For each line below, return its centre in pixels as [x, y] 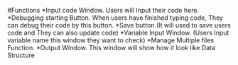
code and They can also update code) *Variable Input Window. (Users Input [118, 32]
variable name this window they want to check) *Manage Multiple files [111, 40]
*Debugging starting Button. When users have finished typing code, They [115, 18]
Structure [21, 55]
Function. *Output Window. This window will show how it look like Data [111, 48]
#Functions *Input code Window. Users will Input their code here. [103, 10]
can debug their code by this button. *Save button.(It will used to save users [119, 25]
